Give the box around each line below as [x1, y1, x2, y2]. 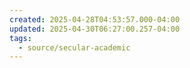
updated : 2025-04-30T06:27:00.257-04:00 [9, 24, 181, 34]
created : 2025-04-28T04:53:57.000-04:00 [9, 14, 181, 25]
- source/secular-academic [18, 42, 131, 53]
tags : [9, 33, 32, 43]
